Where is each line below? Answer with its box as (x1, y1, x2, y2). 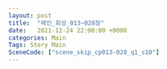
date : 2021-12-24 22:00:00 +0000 (8, 26, 128, 34)
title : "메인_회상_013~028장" (8, 19, 104, 27)
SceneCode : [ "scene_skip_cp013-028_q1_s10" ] (8, 48, 160, 56)
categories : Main (8, 33, 67, 42)
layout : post (8, 11, 52, 20)
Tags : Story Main (8, 41, 67, 49)
